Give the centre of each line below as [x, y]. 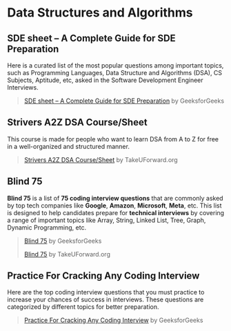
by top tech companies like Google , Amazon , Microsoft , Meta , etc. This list [114, 205]
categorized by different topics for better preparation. [83, 307]
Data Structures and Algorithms [100, 13]
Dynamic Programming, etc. [47, 227]
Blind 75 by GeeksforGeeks [63, 241]
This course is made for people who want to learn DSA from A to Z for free [113, 139]
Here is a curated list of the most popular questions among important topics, [115, 66]
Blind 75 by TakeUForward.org [67, 254]
